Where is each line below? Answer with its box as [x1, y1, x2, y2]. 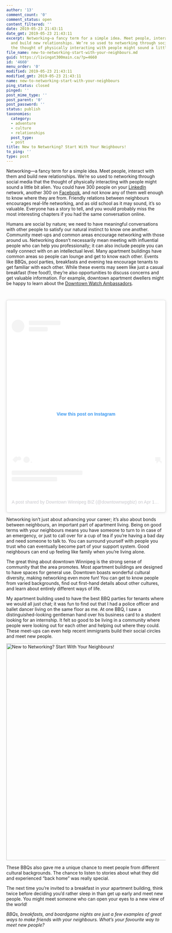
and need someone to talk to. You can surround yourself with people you [6, 538, 158, 544]
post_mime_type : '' [6, 92, 48, 98]
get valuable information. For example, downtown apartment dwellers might [6, 275, 164, 281]
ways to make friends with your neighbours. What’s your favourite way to [6, 917, 159, 923]
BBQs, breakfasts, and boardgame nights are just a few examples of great [6, 911, 162, 917]
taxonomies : [6, 111, 31, 117]
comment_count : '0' [6, 12, 48, 17]
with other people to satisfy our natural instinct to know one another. [6, 226, 149, 232]
